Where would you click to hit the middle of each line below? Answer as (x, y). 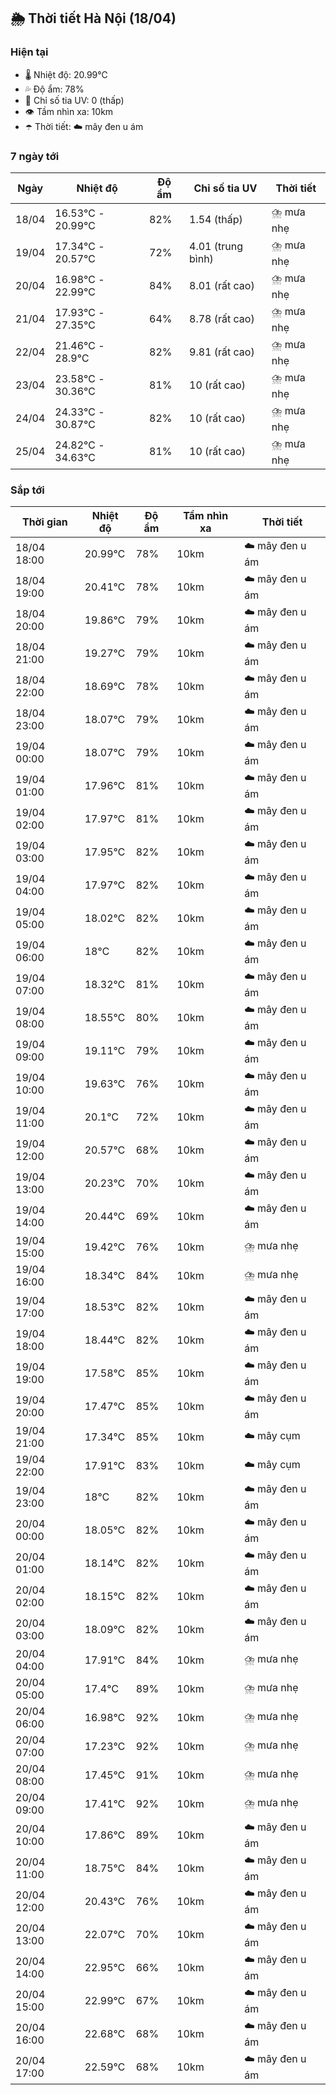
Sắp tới (27, 490)
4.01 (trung (216, 247)
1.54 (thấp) (216, 220)
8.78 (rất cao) (222, 319)
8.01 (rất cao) (222, 286)
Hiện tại (29, 52)
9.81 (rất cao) (222, 352)
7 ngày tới (35, 156)
